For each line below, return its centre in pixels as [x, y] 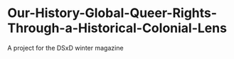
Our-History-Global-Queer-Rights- [112, 13]
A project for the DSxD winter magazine [65, 48]
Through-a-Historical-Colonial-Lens [117, 28]
